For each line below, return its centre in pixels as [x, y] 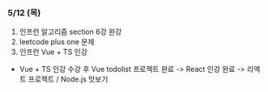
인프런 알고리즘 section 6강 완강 [70, 32]
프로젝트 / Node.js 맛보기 [68, 79]
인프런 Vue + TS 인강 [53, 52]
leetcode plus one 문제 [57, 42]
